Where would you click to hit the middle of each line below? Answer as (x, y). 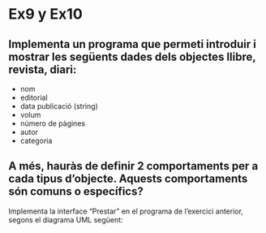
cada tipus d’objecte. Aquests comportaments (128, 179)
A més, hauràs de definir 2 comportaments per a (133, 166)
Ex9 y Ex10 (45, 14)
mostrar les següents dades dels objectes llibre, (132, 56)
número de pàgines (53, 123)
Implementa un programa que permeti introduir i (133, 44)
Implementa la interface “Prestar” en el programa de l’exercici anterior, (126, 211)
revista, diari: (43, 69)
